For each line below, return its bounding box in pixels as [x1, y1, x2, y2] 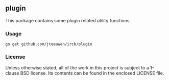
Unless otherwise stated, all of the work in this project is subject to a [5, 65, 149, 71]
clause [5, 70, 19, 76]
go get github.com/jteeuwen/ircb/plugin [5, 42, 93, 47]
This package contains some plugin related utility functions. [5, 17, 131, 23]
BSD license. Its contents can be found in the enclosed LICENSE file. [20, 70, 164, 76]
